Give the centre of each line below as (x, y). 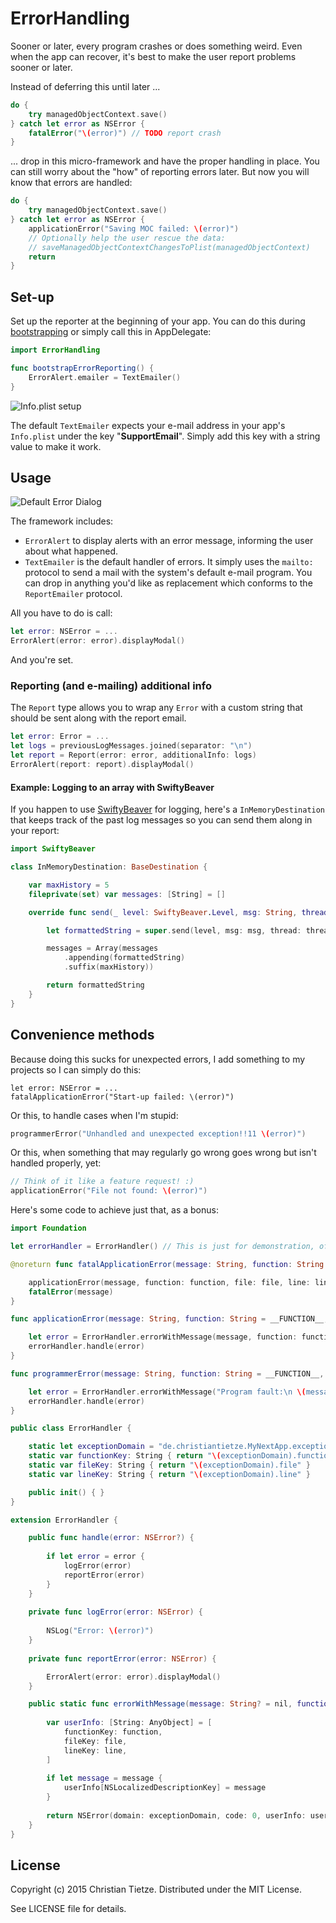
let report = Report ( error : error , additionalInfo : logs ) (133, 755)
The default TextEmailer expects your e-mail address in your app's (148, 425)
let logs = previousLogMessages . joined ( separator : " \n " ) (131, 746)
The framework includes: (62, 521)
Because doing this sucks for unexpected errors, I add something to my (158, 1059)
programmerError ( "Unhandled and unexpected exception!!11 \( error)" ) (158, 1133)
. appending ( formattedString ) (124, 958)
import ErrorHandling (55, 350)
